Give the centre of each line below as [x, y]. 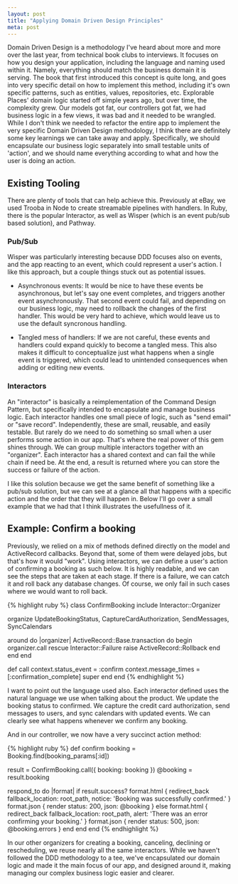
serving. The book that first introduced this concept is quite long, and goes [117, 78]
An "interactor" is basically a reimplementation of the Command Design [112, 401]
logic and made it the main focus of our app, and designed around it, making [119, 865]
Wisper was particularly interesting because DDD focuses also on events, [115, 257]
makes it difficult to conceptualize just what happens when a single [116, 352]
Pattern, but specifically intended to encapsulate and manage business [111, 409]
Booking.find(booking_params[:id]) [59, 756]
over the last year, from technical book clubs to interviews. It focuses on [113, 55]
